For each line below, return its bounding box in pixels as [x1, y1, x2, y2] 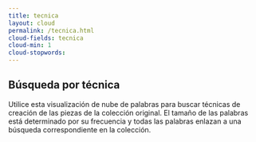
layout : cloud [8, 19, 56, 27]
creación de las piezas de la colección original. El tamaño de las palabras [8, 108, 249, 117]
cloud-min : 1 [8, 41, 52, 49]
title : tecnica [8, 11, 59, 20]
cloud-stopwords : [8, 49, 66, 57]
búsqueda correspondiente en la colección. [8, 124, 152, 134]
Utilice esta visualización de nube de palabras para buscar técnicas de [8, 99, 241, 108]
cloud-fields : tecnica [8, 34, 84, 42]
